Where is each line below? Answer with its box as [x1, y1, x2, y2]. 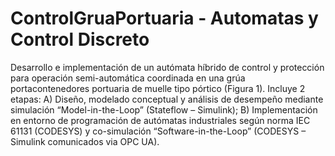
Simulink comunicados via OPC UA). [10, 135, 160, 147]
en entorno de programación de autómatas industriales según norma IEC [10, 114, 311, 126]
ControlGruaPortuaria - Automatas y [10, 7, 319, 30]
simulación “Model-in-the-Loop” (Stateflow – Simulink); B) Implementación [10, 103, 318, 116]
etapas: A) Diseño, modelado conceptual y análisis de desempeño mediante [10, 93, 324, 105]
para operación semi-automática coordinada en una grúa [10, 72, 246, 84]
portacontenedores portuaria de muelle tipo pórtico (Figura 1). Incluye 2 [10, 82, 306, 94]
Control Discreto [10, 28, 150, 51]
